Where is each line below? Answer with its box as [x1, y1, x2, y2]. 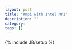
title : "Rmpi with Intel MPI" [5, 12, 68, 17]
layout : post [5, 7, 32, 12]
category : [5, 21, 26, 26]
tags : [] [5, 26, 23, 31]
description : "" [5, 16, 39, 21]
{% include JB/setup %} [5, 39, 55, 45]
